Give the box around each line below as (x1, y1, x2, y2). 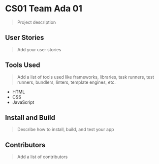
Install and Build (5, 113, 56, 122)
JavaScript (12, 99, 34, 105)
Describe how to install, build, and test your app (17, 127, 114, 132)
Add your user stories (17, 46, 62, 52)
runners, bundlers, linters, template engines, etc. (17, 79, 116, 85)
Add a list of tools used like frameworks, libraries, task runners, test (17, 74, 154, 80)
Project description (17, 19, 56, 25)
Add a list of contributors (17, 154, 68, 160)
